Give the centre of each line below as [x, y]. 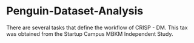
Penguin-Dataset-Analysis [75, 11]
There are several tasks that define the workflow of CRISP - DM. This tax [97, 27]
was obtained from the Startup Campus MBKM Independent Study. [90, 33]
